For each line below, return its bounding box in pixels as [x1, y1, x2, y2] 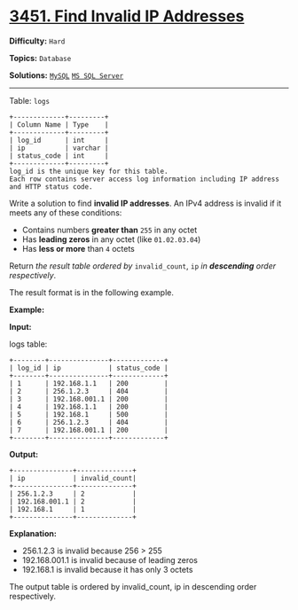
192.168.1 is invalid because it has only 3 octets [21, 564, 193, 575]
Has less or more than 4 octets [21, 243, 136, 254]
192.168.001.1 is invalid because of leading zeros [21, 554, 198, 565]
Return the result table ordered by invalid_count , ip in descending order [9, 260, 277, 271]
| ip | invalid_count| [9, 473, 137, 482]
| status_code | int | [9, 151, 109, 160]
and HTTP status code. [9, 182, 93, 192]
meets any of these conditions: [9, 207, 122, 218]
